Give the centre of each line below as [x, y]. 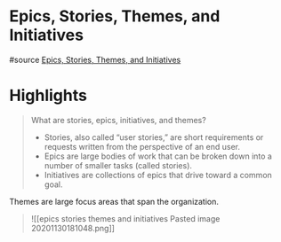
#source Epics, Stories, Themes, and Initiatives [95, 59]
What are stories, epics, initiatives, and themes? [118, 120]
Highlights [48, 96]
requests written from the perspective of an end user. [142, 146]
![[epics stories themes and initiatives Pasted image [125, 218]
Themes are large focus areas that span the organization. [114, 201]
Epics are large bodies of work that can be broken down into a [158, 156]
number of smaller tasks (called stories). [118, 165]
